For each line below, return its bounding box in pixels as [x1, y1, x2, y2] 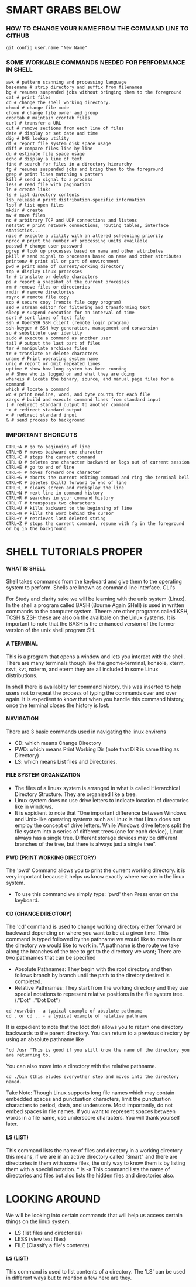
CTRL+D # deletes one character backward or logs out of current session [6, 459, 190, 465]
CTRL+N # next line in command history [6, 490, 104, 496]
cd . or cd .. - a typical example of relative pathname [6, 1013, 148, 1019]
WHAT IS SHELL [6, 565, 46, 572]
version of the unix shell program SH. [6, 627, 96, 634]
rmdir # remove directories [6, 289, 75, 295]
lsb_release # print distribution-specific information [6, 197, 145, 203]
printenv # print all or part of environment [6, 258, 119, 264]
